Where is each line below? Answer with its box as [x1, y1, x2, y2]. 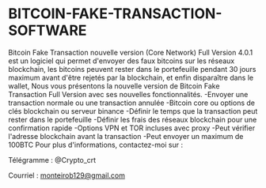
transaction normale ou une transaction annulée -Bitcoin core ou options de [8, 98, 256, 107]
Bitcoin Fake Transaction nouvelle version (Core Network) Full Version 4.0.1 [8, 47, 253, 57]
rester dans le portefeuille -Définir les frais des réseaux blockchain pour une [8, 115, 257, 124]
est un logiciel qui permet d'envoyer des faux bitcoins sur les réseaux [8, 56, 235, 66]
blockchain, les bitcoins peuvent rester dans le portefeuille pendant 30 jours [8, 64, 256, 73]
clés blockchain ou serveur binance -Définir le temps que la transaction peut [8, 106, 258, 115]
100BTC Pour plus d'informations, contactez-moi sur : [8, 140, 184, 149]
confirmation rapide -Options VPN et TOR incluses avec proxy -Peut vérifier [8, 123, 256, 133]
